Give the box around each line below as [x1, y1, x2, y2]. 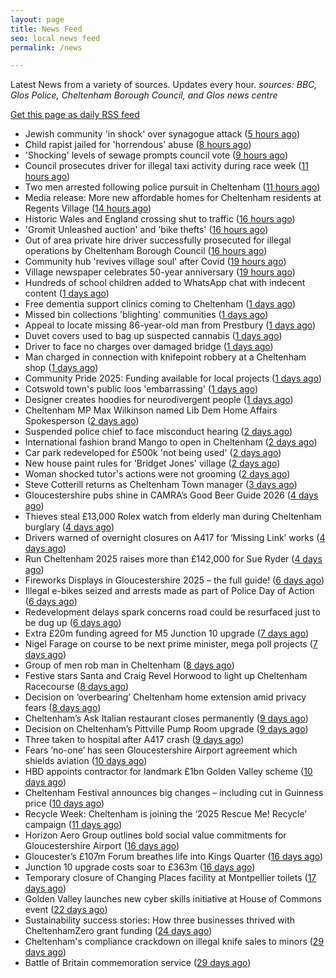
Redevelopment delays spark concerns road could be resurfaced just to [24, 606, 321, 618]
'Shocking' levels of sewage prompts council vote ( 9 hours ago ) [24, 149, 289, 161]
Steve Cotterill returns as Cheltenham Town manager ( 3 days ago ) [24, 479, 298, 491]
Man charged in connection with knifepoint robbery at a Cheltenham [24, 351, 307, 363]
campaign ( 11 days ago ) [24, 819, 123, 831]
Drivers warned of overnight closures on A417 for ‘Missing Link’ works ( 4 [24, 532, 326, 544]
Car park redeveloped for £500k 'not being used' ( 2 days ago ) [24, 447, 282, 459]
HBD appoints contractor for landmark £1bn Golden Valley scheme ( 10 [24, 766, 313, 778]
